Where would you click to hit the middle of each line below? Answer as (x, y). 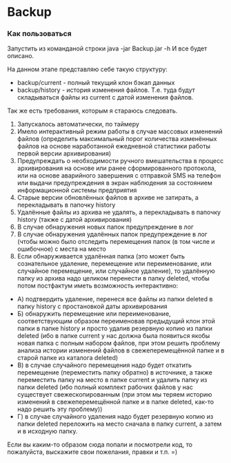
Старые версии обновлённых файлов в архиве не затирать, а (108, 198)
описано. (21, 56)
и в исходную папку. (47, 431)
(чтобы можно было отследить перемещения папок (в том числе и (116, 242)
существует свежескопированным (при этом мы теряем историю (114, 395)
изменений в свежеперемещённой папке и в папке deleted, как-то (115, 402)
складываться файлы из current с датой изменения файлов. (105, 97)
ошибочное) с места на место (62, 249)
